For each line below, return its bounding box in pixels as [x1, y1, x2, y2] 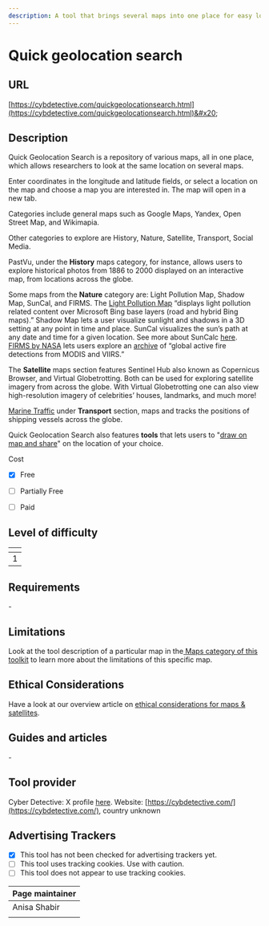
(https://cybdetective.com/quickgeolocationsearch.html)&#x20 [8, 108, 216, 117]
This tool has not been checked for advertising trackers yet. [19, 850, 218, 859]
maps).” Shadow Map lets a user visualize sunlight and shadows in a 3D [8, 315, 246, 325]
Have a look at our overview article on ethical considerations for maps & [8, 699, 246, 709]
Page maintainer [12, 887, 77, 899]
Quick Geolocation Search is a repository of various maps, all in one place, [8, 152, 255, 162]
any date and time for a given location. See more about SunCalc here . [8, 332, 238, 342]
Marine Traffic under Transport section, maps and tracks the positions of [8, 406, 250, 416]
